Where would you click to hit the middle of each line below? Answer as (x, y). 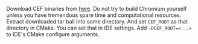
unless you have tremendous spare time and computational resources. (94, 15)
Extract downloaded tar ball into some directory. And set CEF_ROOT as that (97, 21)
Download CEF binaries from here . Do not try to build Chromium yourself (97, 9)
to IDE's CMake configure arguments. (53, 34)
